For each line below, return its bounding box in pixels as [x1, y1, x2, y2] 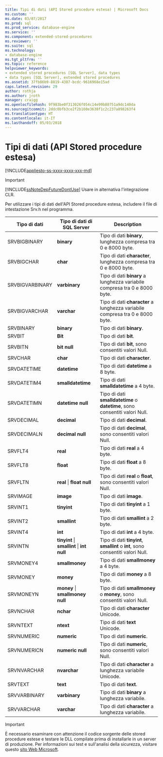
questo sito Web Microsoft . [5, 746, 59, 753]
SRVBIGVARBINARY [7, 282, 52, 288]
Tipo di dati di [60, 218, 93, 225]
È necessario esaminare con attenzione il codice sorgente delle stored [5, 731, 146, 737]
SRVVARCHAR [7, 706, 40, 713]
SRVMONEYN [7, 591, 39, 598]
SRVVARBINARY [7, 692, 45, 699]
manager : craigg [5, 98, 38, 103]
